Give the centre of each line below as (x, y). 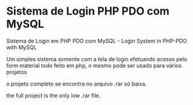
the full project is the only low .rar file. (54, 95)
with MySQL (22, 47)
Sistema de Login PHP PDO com (88, 11)
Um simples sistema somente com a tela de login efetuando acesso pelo (97, 59)
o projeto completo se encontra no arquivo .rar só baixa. (76, 84)
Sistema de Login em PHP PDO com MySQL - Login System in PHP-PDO (96, 41)
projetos (17, 72)
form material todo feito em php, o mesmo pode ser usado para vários (94, 66)
